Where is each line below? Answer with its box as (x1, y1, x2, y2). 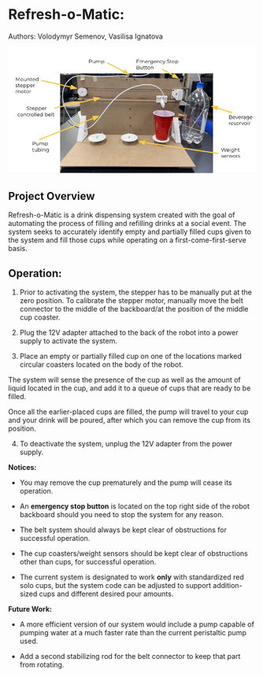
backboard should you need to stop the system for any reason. (19, 509, 224, 519)
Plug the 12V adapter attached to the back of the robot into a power (19, 327, 239, 337)
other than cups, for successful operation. (19, 557, 157, 566)
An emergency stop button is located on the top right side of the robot (19, 501, 250, 511)
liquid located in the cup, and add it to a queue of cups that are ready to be (8, 383, 251, 393)
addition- (212, 580, 243, 590)
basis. (8, 244, 28, 253)
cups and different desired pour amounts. (39, 589, 174, 598)
